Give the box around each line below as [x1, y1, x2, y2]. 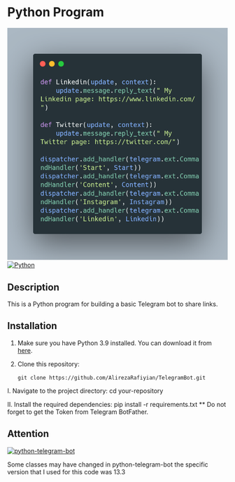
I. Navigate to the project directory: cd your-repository [7, 387, 164, 395]
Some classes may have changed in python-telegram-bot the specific [7, 460, 208, 469]
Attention [7, 428, 49, 440]
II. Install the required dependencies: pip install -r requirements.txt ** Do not [7, 400, 227, 408]
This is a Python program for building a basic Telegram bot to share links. [7, 300, 218, 308]
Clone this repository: [17, 359, 80, 368]
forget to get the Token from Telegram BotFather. [7, 408, 149, 416]
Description [7, 281, 59, 293]
